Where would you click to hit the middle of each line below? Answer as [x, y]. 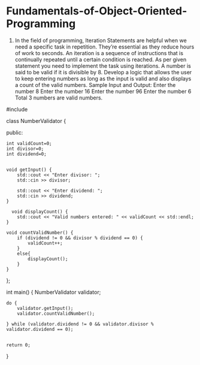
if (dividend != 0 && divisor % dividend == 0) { [80, 238]
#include [17, 109]
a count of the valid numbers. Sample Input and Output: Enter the [95, 85]
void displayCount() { [40, 212]
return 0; [19, 345]
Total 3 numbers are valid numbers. [59, 98]
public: [15, 132]
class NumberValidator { [36, 120]
